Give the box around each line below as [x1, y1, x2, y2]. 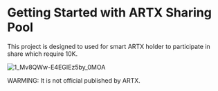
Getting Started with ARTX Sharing [7, 5, 212, 21]
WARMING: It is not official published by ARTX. [7, 76, 140, 84]
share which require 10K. [7, 50, 78, 58]
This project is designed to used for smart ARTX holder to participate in [7, 42, 211, 50]
